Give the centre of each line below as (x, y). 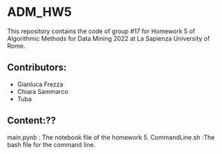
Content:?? (32, 121)
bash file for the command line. (51, 144)
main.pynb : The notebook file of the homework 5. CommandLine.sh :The (111, 137)
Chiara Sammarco (43, 91)
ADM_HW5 (40, 12)
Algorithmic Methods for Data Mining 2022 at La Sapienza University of (109, 38)
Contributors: (37, 67)
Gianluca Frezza (40, 84)
